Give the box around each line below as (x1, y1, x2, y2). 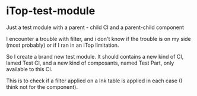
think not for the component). (6, 83, 78, 90)
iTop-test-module (6, 4, 96, 18)
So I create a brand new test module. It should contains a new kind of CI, (6, 53, 184, 60)
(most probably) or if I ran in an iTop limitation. (6, 41, 119, 49)
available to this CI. (6, 65, 53, 72)
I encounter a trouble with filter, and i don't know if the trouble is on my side (6, 35, 191, 42)
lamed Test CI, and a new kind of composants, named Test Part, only (6, 59, 174, 66)
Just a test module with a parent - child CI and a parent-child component (6, 24, 185, 31)
